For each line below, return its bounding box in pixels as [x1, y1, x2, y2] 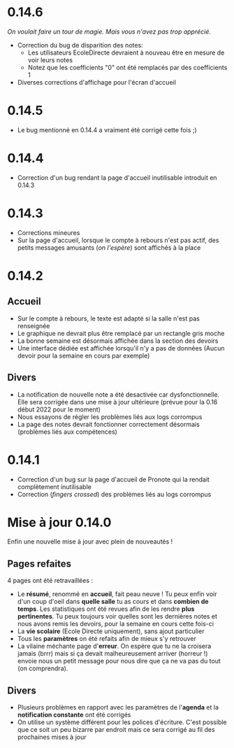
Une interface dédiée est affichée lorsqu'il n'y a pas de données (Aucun [17, 344, 225, 352]
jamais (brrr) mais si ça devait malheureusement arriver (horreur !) [17, 649, 208, 658]
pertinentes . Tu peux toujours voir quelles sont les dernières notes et [17, 612, 218, 621]
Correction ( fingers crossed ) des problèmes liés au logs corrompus [17, 490, 212, 498]
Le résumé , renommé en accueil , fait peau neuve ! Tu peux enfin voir [17, 590, 217, 598]
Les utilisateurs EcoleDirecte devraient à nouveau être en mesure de [27, 48, 225, 57]
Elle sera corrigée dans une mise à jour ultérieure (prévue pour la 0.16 [17, 397, 218, 406]
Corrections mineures [17, 228, 80, 237]
